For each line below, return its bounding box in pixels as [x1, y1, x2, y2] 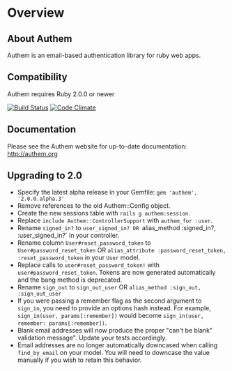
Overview [7, 5, 65, 21]
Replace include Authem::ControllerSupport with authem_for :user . [17, 216, 213, 225]
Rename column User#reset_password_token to [17, 238, 151, 247]
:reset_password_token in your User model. [17, 253, 141, 262]
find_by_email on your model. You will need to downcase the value [17, 349, 210, 357]
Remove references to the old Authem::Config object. [17, 202, 171, 210]
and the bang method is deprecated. [17, 275, 123, 284]
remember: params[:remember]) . [17, 319, 107, 327]
